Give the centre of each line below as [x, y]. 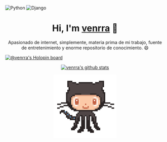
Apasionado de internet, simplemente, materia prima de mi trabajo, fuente [85, 42]
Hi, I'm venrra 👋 [85, 28]
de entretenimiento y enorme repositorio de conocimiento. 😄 [85, 48]
